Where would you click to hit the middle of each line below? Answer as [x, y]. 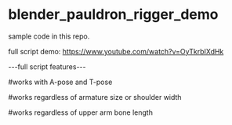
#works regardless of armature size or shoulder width [95, 97]
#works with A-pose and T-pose [60, 82]
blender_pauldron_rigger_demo [113, 15]
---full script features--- [47, 66]
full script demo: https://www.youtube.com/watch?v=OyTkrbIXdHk [116, 51]
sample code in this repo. [49, 36]
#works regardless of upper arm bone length [80, 112]
